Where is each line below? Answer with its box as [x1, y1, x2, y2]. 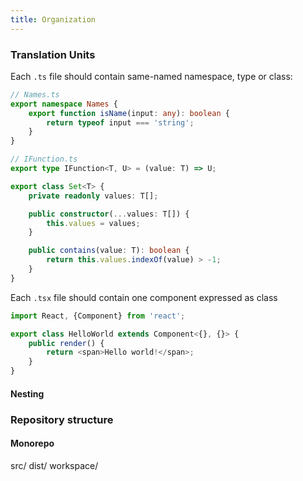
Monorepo [10, 437, 55, 450]
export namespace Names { [10, 99, 118, 109]
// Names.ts [10, 89, 60, 100]
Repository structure [10, 412, 114, 426]
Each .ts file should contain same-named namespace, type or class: [10, 70, 293, 82]
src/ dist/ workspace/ [10, 459, 99, 471]
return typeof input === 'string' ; [46, 117, 195, 128]
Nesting [10, 387, 45, 400]
